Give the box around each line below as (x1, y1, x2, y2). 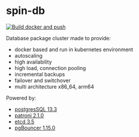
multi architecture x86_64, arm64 (14, 83, 94, 90)
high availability (14, 58, 52, 65)
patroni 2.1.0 (14, 112, 44, 119)
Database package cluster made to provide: (6, 34, 111, 41)
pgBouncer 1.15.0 (14, 124, 56, 131)
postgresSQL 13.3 (14, 106, 57, 113)
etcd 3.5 (14, 118, 35, 125)
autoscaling (14, 52, 42, 59)
